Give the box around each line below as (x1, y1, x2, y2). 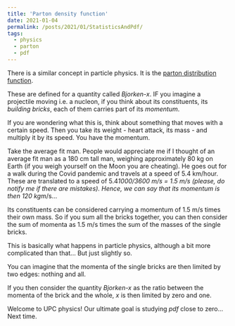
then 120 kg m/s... (7, 191, 58, 200)
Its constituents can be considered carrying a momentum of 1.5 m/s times (7, 205, 221, 214)
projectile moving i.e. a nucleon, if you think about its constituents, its (7, 97, 208, 105)
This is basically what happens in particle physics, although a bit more (7, 241, 211, 249)
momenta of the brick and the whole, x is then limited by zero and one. (7, 291, 212, 299)
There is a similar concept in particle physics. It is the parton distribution (7, 68, 217, 77)
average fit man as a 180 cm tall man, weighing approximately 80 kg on (7, 154, 213, 162)
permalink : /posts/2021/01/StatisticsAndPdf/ (7, 23, 143, 30)
